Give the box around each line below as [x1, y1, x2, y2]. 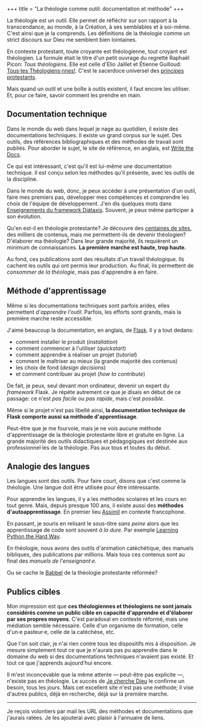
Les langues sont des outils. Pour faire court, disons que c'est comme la [7, 477, 186, 485]
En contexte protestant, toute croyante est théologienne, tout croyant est [7, 48, 187, 55]
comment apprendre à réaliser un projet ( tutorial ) [15, 351, 137, 358]
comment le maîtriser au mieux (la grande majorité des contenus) [15, 357, 178, 364]
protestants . [7, 74, 37, 80]
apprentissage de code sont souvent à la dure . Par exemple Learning [7, 526, 178, 534]
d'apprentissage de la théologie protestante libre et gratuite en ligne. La [7, 431, 184, 438]
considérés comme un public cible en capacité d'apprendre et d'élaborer [7, 609, 193, 616]
